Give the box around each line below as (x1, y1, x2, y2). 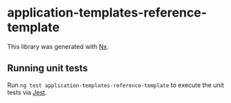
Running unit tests (7, 62, 88, 74)
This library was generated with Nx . (7, 42, 109, 50)
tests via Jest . (7, 88, 47, 96)
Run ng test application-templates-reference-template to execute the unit (7, 81, 224, 89)
